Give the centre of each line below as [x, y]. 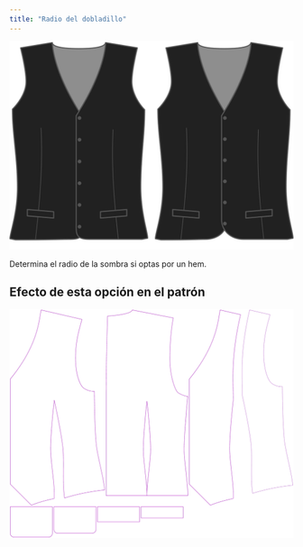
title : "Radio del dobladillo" [68, 19]
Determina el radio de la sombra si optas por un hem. [108, 264]
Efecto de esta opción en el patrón [107, 292]
